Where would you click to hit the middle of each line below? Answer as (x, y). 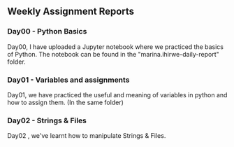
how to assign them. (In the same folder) (65, 102)
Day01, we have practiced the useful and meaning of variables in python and (117, 94)
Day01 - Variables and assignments (68, 80)
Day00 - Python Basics (47, 31)
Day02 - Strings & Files (47, 120)
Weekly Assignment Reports (71, 12)
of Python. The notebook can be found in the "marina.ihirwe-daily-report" (114, 54)
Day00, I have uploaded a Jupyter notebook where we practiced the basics (115, 47)
